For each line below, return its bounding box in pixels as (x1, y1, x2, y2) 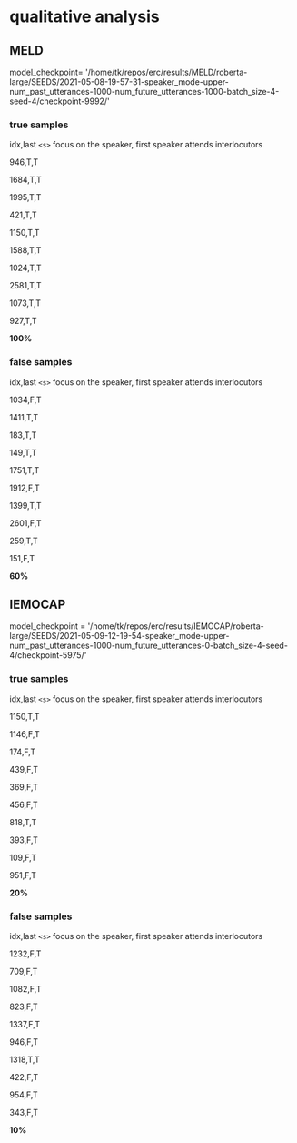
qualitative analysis (9, 6, 161, 27)
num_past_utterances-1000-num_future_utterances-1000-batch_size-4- (9, 86, 280, 96)
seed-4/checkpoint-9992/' (9, 96, 111, 106)
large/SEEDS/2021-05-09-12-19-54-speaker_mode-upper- (9, 631, 230, 642)
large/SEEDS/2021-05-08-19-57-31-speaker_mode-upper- (9, 76, 230, 87)
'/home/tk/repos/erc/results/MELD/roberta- (84, 66, 248, 77)
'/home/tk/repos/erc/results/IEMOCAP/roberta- (87, 621, 265, 632)
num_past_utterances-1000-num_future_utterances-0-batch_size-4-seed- (9, 640, 289, 652)
